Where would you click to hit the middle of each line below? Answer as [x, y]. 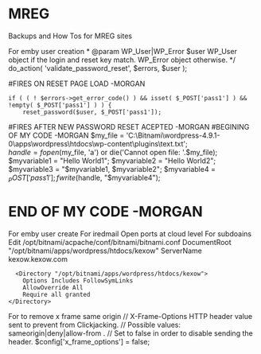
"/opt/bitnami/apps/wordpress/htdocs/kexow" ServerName [105, 251]
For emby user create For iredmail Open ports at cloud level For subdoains [130, 233]
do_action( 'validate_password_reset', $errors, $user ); [98, 68]
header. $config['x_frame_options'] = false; [79, 341]
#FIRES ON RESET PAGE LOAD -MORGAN [77, 84]
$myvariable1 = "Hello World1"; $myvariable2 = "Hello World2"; [112, 161]
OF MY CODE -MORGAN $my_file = [66, 135]
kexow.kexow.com [38, 259]
